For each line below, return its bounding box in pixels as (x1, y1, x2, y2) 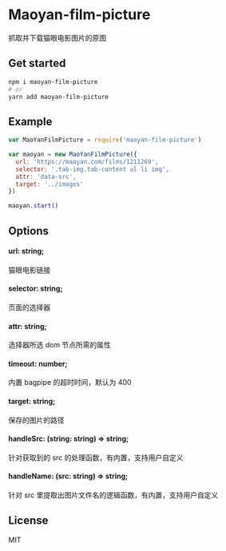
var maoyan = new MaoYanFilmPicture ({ (8, 150, 137, 159)
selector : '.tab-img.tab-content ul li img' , (15, 165, 170, 173)
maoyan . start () (8, 202, 59, 210)
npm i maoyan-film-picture (8, 77, 98, 85)
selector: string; (8, 283, 63, 293)
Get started (8, 57, 66, 70)
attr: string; (8, 321, 47, 331)
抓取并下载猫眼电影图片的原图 (8, 33, 106, 42)
